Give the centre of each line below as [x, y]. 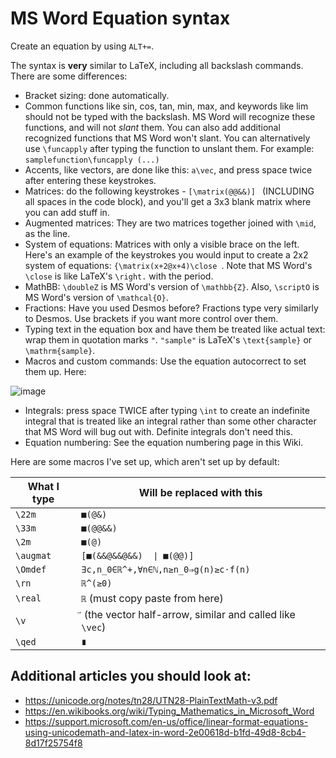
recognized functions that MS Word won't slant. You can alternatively [167, 138]
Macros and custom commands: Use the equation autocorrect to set [165, 361]
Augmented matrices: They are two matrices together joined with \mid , [170, 223]
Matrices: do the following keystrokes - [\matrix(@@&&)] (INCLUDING [169, 191]
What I [43, 486]
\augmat [33, 555]
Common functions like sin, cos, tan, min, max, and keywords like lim [166, 106]
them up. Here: [55, 371]
